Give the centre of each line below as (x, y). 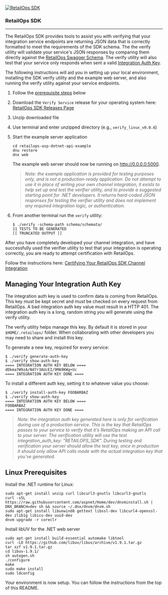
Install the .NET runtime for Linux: (39, 484)
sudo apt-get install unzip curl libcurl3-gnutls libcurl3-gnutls (76, 493)
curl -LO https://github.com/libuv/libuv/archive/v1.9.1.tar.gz (73, 542)
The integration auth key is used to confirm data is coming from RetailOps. (82, 296)
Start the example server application (50, 137)
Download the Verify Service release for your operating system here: (84, 103)
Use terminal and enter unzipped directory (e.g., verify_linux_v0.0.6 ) (85, 127)
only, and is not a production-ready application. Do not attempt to (93, 179)
